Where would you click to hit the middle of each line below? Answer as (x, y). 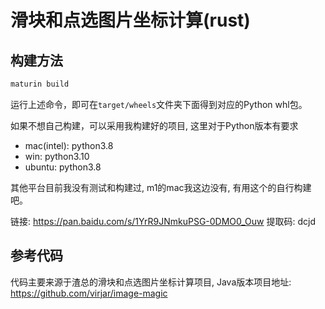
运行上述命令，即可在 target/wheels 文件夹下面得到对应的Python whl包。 (159, 104)
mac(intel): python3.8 (69, 145)
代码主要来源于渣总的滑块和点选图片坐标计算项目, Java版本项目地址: (151, 282)
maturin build (40, 84)
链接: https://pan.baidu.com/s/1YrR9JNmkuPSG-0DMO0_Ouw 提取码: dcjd (163, 221)
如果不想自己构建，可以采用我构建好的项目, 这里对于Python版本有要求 (154, 125)
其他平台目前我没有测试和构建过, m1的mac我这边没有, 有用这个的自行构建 (161, 187)
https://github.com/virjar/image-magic (89, 293)
